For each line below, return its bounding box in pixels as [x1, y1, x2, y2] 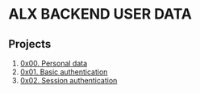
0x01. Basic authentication [19, 67, 108, 77]
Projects [8, 37, 52, 51]
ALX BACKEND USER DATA [8, 5, 192, 23]
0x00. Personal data [19, 58, 88, 68]
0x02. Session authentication [19, 76, 118, 85]
